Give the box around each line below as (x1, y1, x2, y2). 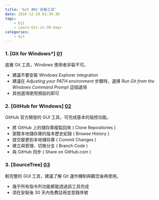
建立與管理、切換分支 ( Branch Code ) (12, 143, 88, 149)
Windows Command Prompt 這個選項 (12, 84, 88, 90)
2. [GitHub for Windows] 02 (5, 103, 71, 110)
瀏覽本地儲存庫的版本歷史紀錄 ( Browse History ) (12, 131, 109, 136)
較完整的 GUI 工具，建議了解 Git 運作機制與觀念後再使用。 (5, 173, 121, 179)
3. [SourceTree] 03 (5, 161, 50, 168)
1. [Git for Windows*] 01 (5, 50, 62, 57)
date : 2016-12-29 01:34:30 (5, 12, 60, 17)
